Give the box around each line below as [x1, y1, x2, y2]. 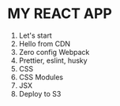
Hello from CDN [18, 38, 71, 48]
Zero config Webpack [18, 47, 90, 57]
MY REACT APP [7, 5, 112, 23]
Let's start [18, 31, 52, 40]
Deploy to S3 [18, 89, 62, 98]
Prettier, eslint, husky [18, 56, 88, 65]
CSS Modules [18, 72, 64, 82]
